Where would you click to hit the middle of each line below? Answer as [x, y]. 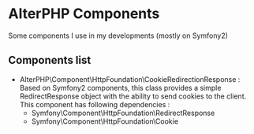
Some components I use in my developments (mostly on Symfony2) [118, 35]
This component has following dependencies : [95, 104]
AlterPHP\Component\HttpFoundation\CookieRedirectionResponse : [130, 79]
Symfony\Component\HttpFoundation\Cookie [105, 121]
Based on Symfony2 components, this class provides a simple [120, 87]
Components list [50, 60]
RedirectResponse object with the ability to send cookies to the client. [133, 96]
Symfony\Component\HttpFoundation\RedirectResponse [123, 113]
